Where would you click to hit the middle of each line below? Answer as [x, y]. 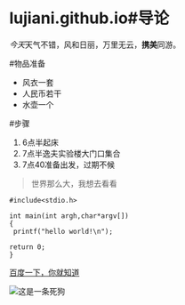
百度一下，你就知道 [44, 272]
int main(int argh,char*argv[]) [69, 216]
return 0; [28, 247]
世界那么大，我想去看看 [74, 183]
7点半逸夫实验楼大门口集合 [71, 153]
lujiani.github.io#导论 [89, 18]
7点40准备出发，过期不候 [68, 165]
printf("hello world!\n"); [63, 231]
